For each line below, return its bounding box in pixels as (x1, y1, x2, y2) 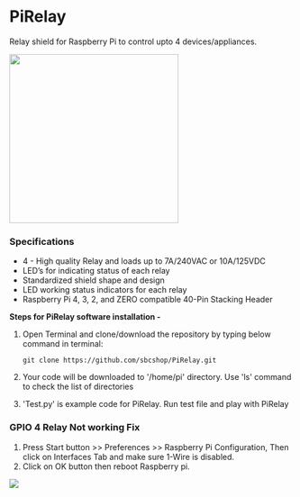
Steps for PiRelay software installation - (9, 312, 161, 322)
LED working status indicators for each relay (22, 285, 187, 295)
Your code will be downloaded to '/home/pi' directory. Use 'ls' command (22, 372, 292, 383)
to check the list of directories (22, 381, 134, 393)
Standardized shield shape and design (22, 275, 165, 285)
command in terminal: (22, 339, 104, 349)
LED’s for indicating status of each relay (22, 266, 170, 276)
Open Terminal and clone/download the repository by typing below (22, 329, 272, 339)
